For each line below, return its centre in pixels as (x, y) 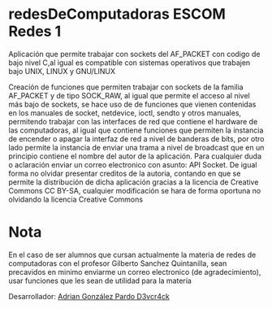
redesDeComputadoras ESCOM (117, 14)
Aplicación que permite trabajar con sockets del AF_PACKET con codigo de (134, 54)
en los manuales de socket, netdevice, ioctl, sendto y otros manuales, (125, 113)
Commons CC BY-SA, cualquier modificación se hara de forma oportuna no (135, 190)
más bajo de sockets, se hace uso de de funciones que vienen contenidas (132, 104)
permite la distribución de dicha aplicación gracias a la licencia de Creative (134, 182)
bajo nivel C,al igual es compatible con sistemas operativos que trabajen (130, 63)
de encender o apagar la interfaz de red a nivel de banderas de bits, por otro (136, 138)
